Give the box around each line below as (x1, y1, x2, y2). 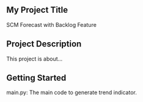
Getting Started (6, 73, 67, 83)
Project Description (6, 39, 82, 49)
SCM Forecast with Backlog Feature (6, 21, 97, 28)
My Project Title (6, 5, 68, 15)
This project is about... (6, 55, 63, 62)
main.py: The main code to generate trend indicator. (6, 89, 137, 97)
